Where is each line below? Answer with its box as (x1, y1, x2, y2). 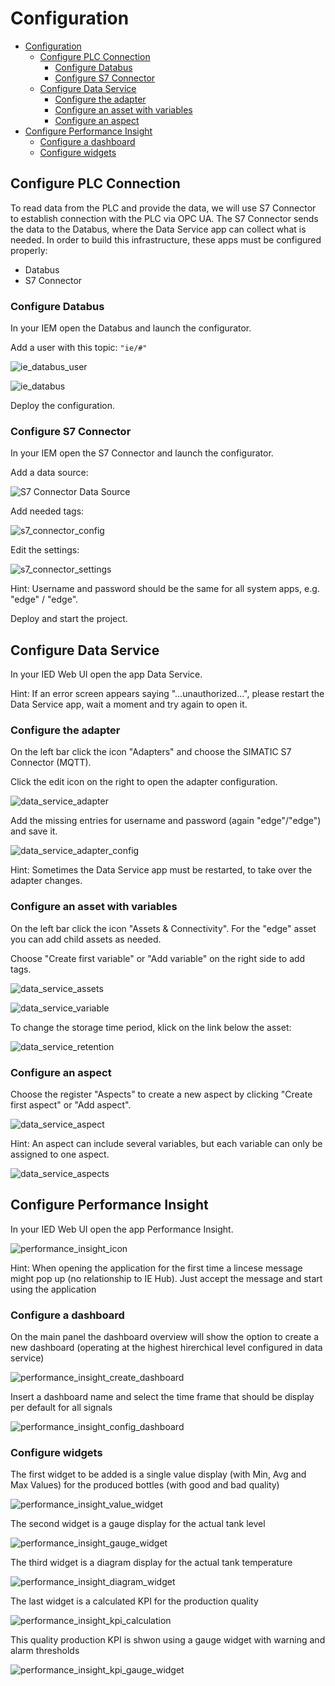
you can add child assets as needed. (10, 933, 162, 945)
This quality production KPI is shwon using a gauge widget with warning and (10, 1634, 326, 1646)
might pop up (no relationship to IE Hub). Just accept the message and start (10, 1272, 323, 1284)
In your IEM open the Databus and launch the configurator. (10, 322, 252, 334)
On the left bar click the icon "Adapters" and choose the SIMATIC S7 (10, 746, 292, 758)
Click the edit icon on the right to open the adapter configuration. (10, 776, 278, 788)
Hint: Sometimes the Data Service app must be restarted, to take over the (10, 864, 313, 876)
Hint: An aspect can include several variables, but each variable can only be (10, 1138, 323, 1150)
